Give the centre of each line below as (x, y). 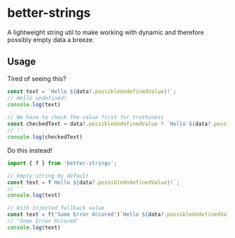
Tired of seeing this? (37, 78)
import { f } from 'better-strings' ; (62, 163)
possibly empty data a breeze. (51, 39)
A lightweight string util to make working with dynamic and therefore (106, 32)
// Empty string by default (48, 176)
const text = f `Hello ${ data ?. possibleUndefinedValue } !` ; (93, 182)
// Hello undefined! (37, 98)
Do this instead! (30, 150)
